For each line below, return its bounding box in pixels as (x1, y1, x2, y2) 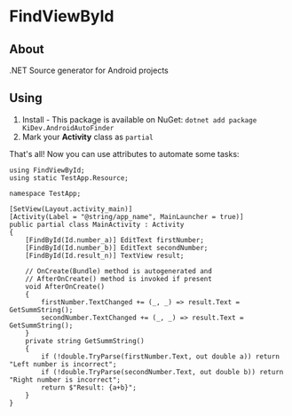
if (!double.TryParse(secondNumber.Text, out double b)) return (41, 367, 284, 376)
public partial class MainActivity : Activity (9, 220, 185, 229)
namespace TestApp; (9, 189, 82, 198)
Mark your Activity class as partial (21, 131, 154, 142)
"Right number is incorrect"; (9, 375, 122, 384)
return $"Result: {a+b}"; (41, 383, 138, 392)
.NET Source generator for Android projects (9, 65, 169, 75)
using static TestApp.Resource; (9, 173, 129, 183)
